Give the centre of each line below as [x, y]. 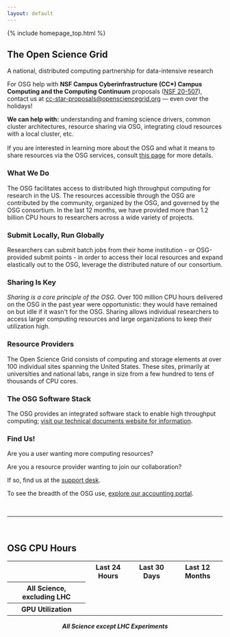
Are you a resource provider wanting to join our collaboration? [94, 467]
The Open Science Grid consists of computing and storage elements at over [114, 359]
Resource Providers [40, 344]
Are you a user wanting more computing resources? [80, 454]
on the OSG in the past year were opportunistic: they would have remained [112, 304]
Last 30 [152, 568]
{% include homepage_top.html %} [56, 33]
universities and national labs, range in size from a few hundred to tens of [111, 374]
